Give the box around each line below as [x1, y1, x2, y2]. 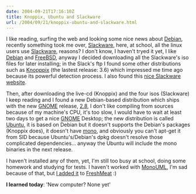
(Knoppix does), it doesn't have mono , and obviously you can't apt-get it [6, 127, 181, 134]
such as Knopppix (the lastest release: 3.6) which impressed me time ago [6, 67, 183, 74]
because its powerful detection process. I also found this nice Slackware [6, 72, 181, 79]
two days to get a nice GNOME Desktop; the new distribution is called [6, 115, 174, 122]
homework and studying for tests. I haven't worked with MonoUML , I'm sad [6, 164, 188, 171]
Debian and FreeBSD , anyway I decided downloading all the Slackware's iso [6, 54, 189, 61]
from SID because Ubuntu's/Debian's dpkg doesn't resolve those [6, 134, 163, 141]
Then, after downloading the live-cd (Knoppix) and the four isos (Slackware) [6, 90, 190, 97]
